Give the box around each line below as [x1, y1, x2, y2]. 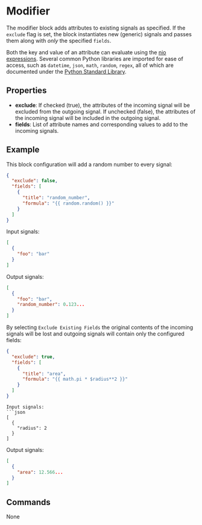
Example [6, 145, 40, 155]
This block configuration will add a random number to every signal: [6, 161, 173, 168]
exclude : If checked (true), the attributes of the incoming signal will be [14, 101, 190, 109]
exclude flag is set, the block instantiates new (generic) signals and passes [6, 30, 192, 37]
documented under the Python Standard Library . [6, 68, 127, 75]
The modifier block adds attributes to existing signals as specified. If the [6, 24, 186, 31]
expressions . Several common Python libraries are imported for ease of [6, 55, 184, 62]
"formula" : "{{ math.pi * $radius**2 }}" [22, 376, 128, 383]
